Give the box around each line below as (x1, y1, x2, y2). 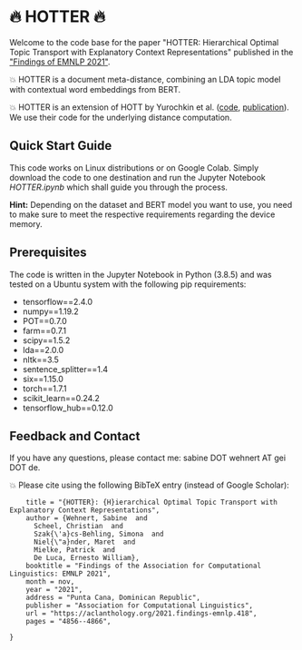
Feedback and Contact (9, 428, 141, 444)
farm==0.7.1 (22, 325, 66, 336)
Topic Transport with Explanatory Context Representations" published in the (9, 46, 294, 57)
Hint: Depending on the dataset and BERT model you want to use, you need (9, 199, 293, 210)
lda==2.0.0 (22, 344, 64, 355)
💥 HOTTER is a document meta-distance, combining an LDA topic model (9, 74, 281, 84)
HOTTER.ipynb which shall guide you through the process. (9, 182, 229, 192)
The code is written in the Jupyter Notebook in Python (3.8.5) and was (9, 269, 272, 280)
